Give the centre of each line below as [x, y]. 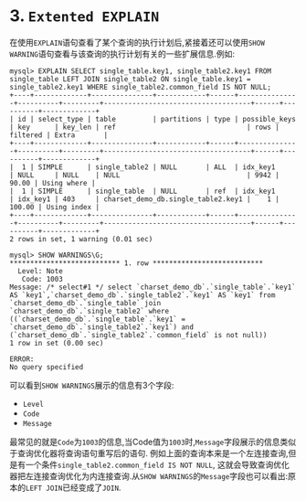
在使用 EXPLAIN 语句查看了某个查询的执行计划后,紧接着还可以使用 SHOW [137, 42]
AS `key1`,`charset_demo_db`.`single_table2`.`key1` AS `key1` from [142, 295]
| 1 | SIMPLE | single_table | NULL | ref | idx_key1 [142, 191]
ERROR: [22, 359]
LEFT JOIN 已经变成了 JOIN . [74, 487]
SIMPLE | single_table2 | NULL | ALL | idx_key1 [157, 167]
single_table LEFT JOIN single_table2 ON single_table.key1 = [130, 79]
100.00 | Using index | [55, 207]
